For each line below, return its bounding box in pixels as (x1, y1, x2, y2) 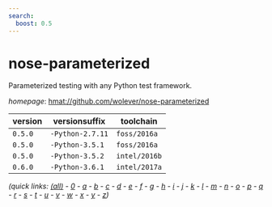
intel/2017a (116, 163, 163, 172)
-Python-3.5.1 (49, 141, 104, 150)
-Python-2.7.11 (49, 129, 108, 138)
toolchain (120, 116, 158, 127)
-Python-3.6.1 (49, 163, 104, 172)
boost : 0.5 (15, 19, 53, 27)
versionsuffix (53, 116, 106, 127)
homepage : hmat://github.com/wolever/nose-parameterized (8, 96, 210, 106)
